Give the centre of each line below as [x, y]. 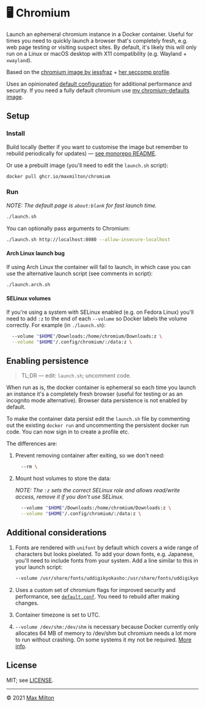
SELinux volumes [29, 298]
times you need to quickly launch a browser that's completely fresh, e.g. [97, 40]
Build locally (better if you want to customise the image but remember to [97, 147]
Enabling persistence [48, 361]
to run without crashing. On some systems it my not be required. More [103, 639]
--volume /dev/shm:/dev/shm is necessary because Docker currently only [107, 626]
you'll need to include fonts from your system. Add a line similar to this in [106, 560]
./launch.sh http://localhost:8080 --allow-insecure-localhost [88, 239]
